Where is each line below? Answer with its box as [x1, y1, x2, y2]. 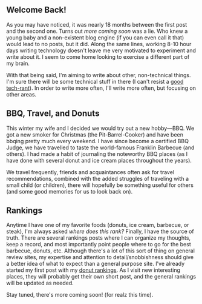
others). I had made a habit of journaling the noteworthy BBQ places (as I [6, 150, 188, 157]
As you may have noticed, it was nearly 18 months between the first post [6, 21, 187, 28]
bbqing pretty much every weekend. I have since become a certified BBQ [6, 137, 189, 144]
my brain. [6, 59, 30, 67]
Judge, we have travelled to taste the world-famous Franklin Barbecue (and [6, 144, 195, 151]
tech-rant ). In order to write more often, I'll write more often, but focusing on [6, 84, 197, 92]
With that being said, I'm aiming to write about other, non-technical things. [6, 71, 191, 78]
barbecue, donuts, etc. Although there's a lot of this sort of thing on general [6, 247, 195, 254]
